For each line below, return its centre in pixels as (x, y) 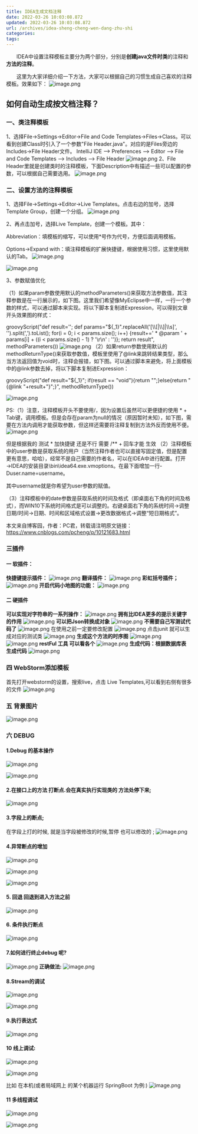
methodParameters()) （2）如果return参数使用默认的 (87, 346)
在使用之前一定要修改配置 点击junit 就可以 (118, 629)
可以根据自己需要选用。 (45, 173)
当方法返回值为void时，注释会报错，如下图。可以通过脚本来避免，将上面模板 (99, 361)
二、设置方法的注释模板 (39, 190)
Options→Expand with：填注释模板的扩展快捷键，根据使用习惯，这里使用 (95, 249)
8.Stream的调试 (26, 981)
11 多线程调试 (22, 1100)
